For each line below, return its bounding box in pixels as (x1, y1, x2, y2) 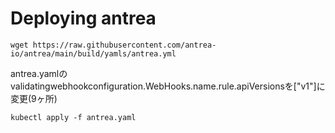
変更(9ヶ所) (10, 92, 58, 104)
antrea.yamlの (10, 67, 68, 79)
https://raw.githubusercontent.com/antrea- (32, 40, 217, 50)
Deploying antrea (10, 7, 157, 30)
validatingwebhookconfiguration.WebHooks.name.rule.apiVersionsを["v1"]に (10, 80, 326, 92)
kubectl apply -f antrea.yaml (10, 112, 137, 122)
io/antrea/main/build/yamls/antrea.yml (10, 48, 177, 59)
